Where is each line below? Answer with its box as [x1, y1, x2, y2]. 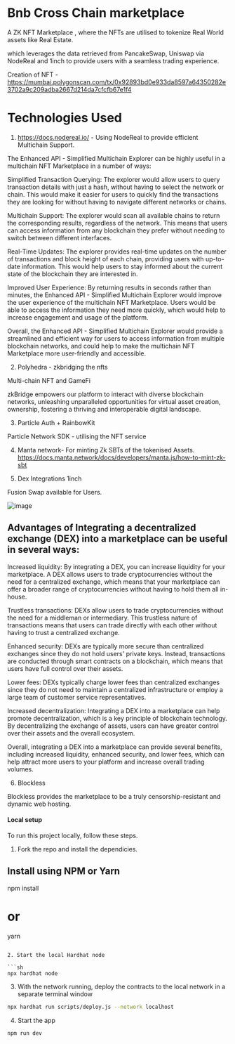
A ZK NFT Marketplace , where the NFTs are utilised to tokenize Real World [7, 28, 224, 37]
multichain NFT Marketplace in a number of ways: [7, 162, 152, 170]
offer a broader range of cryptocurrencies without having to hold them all [7, 585, 219, 593]
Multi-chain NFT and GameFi [7, 376, 91, 384]
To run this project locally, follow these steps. [7, 831, 138, 840]
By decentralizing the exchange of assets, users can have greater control [7, 722, 219, 730]
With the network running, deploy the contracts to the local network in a [17, 982, 226, 991]
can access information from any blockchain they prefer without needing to [7, 226, 225, 235]
